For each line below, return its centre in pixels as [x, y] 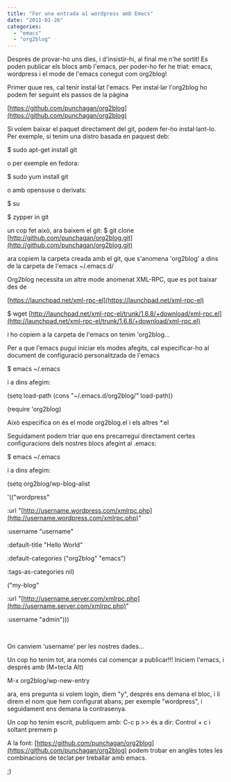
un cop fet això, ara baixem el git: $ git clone [71, 230]
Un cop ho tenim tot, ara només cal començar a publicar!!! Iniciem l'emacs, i [115, 660]
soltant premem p [32, 730]
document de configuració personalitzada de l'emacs [84, 355]
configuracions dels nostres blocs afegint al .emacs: [82, 443]
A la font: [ [22, 743]
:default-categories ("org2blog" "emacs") [67, 559]
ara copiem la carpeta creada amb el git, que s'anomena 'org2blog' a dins [113, 259]
